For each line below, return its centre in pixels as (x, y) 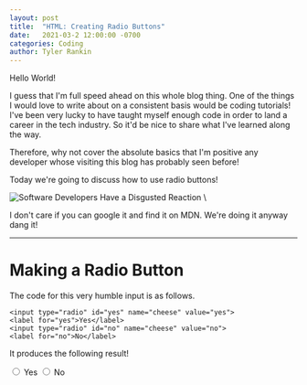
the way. (26, 134)
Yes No (44, 372)
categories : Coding (47, 43)
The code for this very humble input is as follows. (102, 296)
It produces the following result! (69, 354)
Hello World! (33, 78)
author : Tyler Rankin (51, 52)
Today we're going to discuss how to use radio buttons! (114, 180)
